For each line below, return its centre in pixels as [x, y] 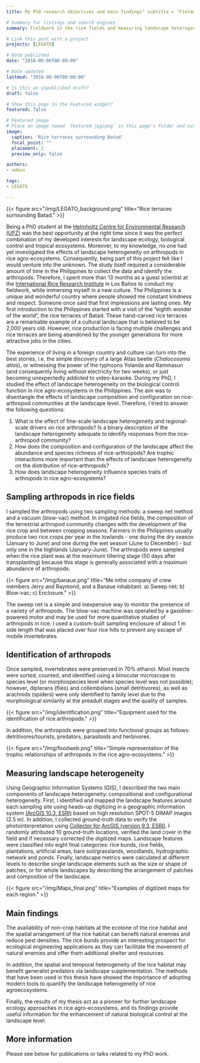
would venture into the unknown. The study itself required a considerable [96, 265]
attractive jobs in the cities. [39, 340]
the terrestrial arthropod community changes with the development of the [96, 524]
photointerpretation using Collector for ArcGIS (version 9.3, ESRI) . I [88, 826]
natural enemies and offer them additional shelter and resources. [86, 953]
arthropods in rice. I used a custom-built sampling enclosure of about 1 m [96, 623]
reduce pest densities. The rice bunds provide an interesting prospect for [96, 940]
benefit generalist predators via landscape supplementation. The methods [97, 971]
